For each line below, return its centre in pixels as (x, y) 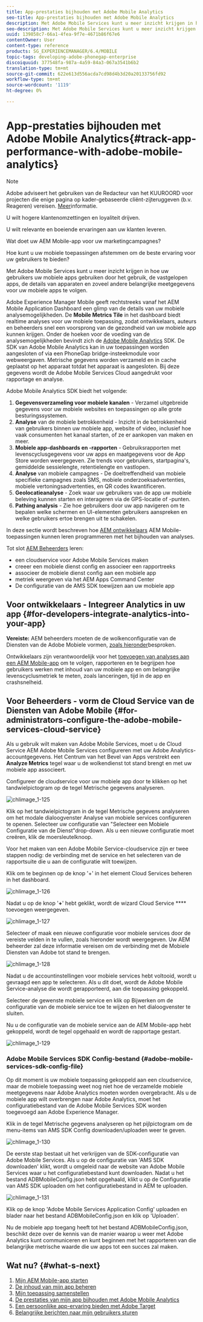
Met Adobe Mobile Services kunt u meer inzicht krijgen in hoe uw (88, 271)
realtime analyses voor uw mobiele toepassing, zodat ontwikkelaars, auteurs (101, 321)
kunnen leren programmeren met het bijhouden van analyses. (118, 536)
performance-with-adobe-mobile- (95, 152)
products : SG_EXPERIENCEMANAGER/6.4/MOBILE (62, 51)
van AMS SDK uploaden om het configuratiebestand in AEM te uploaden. (97, 1186)
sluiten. (15, 1013)
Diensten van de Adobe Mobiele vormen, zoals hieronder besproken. (91, 645)
